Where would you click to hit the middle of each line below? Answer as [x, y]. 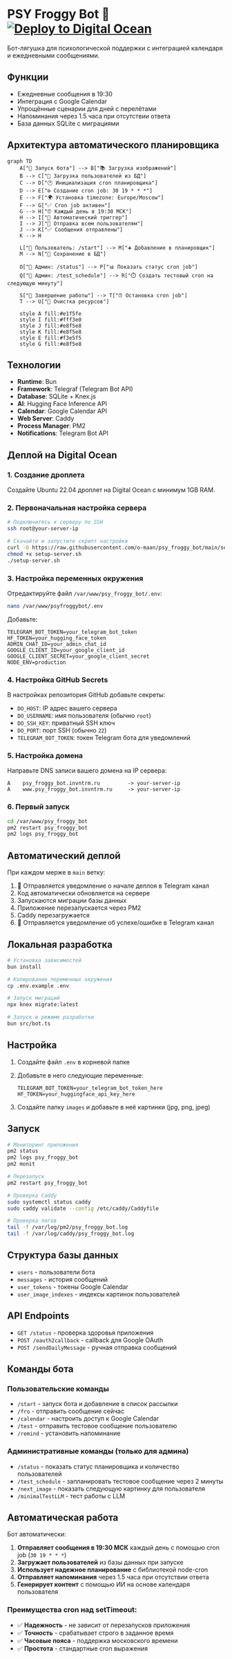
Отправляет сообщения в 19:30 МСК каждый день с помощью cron [118, 1547]
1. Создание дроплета [46, 475]
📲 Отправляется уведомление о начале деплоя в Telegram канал [113, 886]
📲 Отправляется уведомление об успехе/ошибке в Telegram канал [116, 923]
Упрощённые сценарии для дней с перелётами [87, 108]
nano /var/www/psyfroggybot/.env [55, 606]
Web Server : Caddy [46, 419]
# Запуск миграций [33, 998]
